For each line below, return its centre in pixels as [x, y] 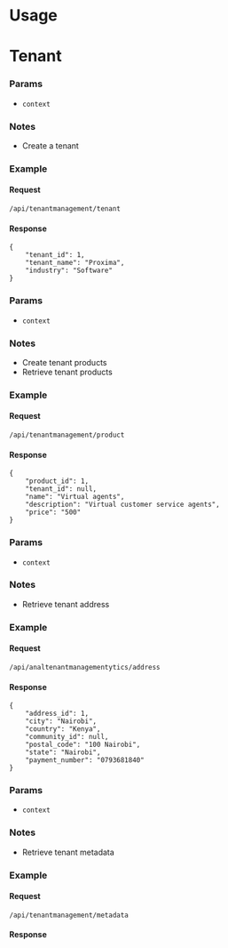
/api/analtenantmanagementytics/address [85, 667]
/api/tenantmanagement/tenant [65, 209]
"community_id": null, [67, 737]
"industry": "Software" [69, 271]
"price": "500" [53, 512]
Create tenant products [64, 362]
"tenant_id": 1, [55, 255]
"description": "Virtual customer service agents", [122, 505]
